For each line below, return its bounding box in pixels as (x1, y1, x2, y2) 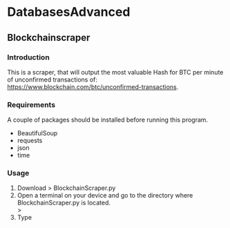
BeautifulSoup (17, 129, 58, 137)
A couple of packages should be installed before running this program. (7, 115, 209, 124)
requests (17, 136, 43, 145)
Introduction (7, 53, 50, 62)
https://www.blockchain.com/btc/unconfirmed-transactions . (7, 82, 179, 91)
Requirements (7, 99, 56, 109)
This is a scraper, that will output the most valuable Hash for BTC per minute (7, 68, 224, 76)
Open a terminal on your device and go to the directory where (17, 191, 193, 200)
